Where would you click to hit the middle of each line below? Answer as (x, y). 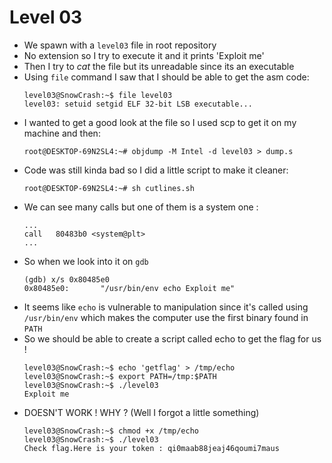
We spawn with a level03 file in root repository (120, 45)
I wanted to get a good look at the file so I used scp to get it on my (160, 122)
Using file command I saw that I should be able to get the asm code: (166, 77)
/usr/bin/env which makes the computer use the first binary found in (166, 317)
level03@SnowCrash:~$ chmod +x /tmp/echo (111, 431)
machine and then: (62, 133)
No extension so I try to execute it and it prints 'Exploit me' (144, 55)
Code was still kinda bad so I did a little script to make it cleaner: (156, 170)
